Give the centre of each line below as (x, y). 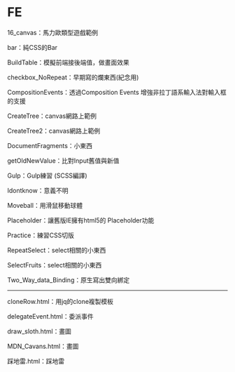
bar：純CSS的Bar (33, 47)
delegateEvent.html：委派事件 (50, 316)
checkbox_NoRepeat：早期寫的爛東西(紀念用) (73, 77)
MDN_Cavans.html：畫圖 (43, 346)
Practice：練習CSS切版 (41, 235)
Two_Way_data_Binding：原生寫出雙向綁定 (69, 280)
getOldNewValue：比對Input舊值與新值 (64, 160)
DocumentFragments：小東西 (50, 145)
